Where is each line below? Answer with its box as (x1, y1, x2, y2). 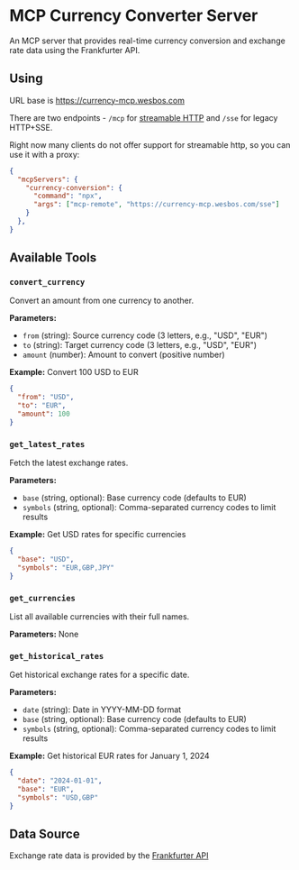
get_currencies (9, 592, 77, 603)
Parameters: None (9, 628, 79, 639)
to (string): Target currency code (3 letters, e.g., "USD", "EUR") (22, 340, 258, 351)
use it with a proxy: (9, 149, 80, 160)
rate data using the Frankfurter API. (9, 44, 140, 55)
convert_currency (9, 277, 86, 288)
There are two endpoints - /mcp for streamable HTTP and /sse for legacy (9, 112, 278, 123)
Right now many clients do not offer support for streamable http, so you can (9, 139, 291, 150)
